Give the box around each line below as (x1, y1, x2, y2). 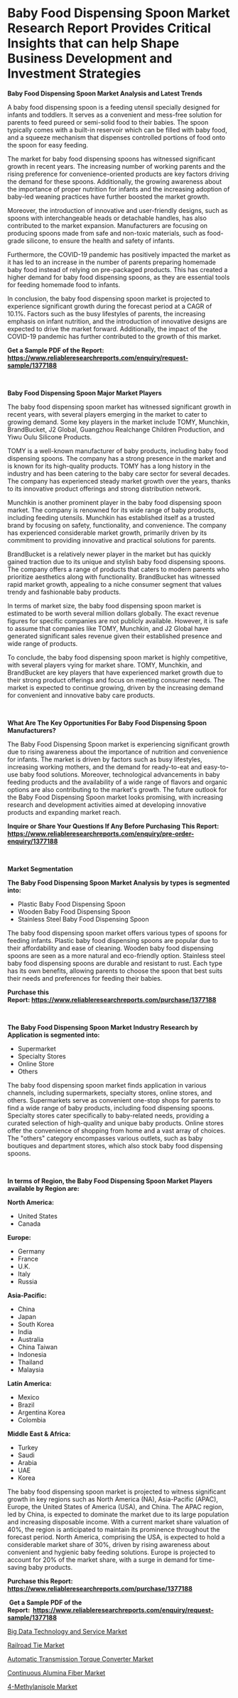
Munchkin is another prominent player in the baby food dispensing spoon (7, 498, 222, 506)
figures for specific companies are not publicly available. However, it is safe (7, 616, 229, 625)
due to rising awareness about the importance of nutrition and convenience (7, 747, 229, 756)
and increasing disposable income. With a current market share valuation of (7, 1517, 229, 1526)
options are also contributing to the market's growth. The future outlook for (7, 785, 227, 793)
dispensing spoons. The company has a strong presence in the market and (7, 454, 227, 462)
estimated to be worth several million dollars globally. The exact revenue (7, 609, 219, 618)
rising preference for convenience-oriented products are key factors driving (7, 170, 229, 178)
